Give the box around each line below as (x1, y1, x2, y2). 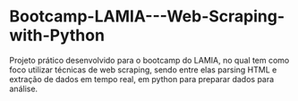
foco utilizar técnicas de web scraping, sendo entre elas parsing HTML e (9, 64, 277, 75)
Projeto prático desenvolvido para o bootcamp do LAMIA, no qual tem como (9, 55, 290, 65)
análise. (9, 83, 38, 94)
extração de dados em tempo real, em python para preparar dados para (9, 73, 275, 84)
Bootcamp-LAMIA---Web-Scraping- (9, 6, 285, 27)
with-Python (9, 25, 106, 46)
